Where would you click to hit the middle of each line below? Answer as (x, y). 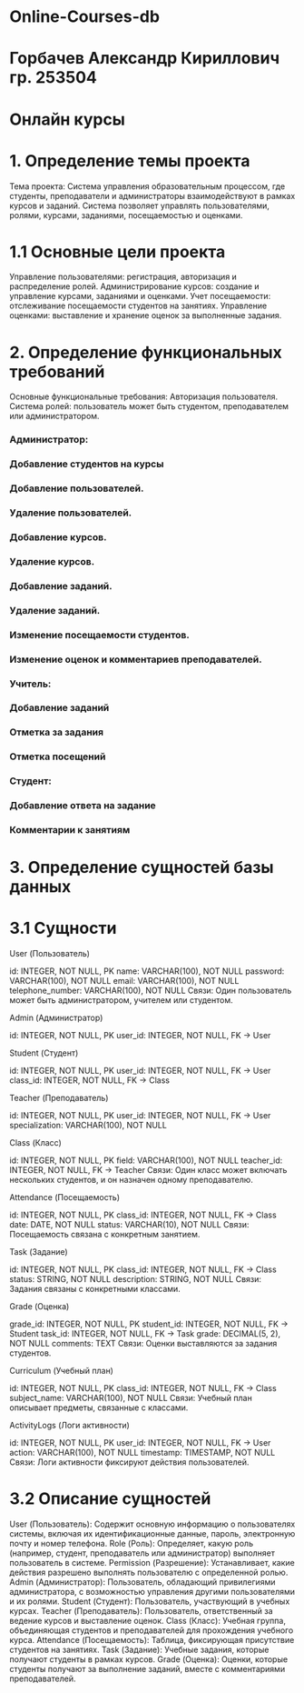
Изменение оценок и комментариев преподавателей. (136, 659)
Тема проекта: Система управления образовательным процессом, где (147, 186)
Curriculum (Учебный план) (61, 1371)
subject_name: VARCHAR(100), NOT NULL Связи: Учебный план (131, 1398)
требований (57, 371)
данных (40, 887)
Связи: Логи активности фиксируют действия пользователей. (129, 1462)
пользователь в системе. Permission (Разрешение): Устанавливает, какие (152, 1563)
